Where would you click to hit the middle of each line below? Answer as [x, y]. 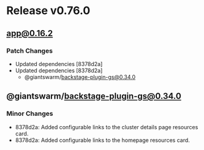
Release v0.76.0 [48, 11]
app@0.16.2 [30, 33]
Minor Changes [30, 114]
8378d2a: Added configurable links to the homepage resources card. [102, 140]
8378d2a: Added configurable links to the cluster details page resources [107, 127]
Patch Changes [30, 51]
